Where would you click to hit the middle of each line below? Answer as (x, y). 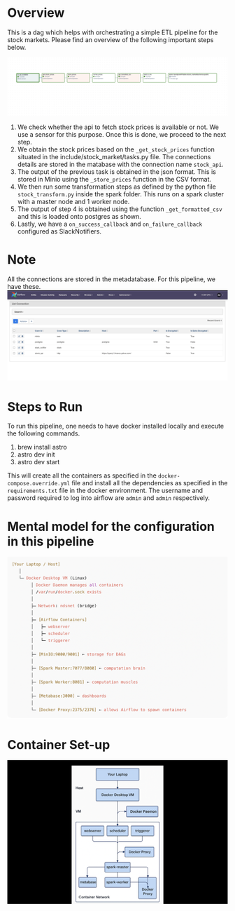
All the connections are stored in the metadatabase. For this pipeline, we (111, 279)
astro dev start (38, 462)
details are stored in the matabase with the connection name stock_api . (120, 164)
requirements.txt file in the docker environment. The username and (105, 491)
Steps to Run (45, 406)
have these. (24, 286)
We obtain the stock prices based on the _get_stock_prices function (116, 149)
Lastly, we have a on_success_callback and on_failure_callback (110, 224)
